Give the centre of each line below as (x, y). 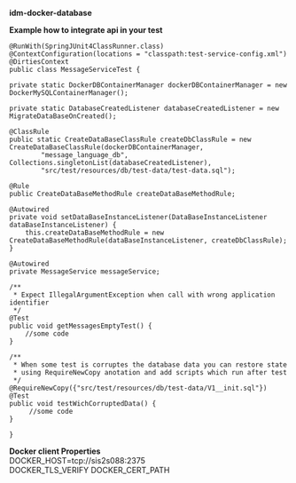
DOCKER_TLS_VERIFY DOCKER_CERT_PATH (90, 470)
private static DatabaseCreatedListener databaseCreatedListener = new (144, 108)
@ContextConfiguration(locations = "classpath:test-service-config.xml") (148, 54)
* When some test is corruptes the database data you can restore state (150, 365)
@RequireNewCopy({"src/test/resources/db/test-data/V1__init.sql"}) (138, 388)
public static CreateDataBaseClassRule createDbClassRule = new (130, 139)
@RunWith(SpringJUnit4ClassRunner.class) (87, 46)
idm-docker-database (51, 13)
